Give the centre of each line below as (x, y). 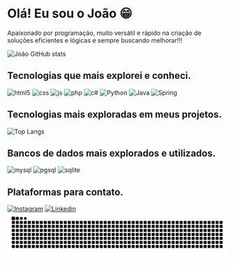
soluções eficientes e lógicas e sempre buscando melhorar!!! (95, 40)
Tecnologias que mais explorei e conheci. (99, 76)
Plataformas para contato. (65, 192)
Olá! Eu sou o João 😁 (70, 14)
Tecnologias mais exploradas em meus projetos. (114, 115)
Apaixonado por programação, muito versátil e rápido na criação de (104, 33)
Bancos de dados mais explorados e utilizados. (112, 153)
